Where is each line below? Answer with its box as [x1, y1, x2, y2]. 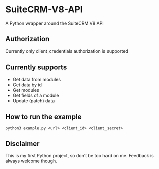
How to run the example [5, 112, 82, 121]
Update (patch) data [12, 97, 55, 104]
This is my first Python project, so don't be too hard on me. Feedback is [5, 153, 154, 159]
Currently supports [5, 63, 67, 72]
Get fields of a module [12, 92, 59, 98]
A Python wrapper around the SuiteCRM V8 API [5, 20, 104, 26]
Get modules [12, 87, 39, 93]
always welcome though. [5, 158, 57, 164]
